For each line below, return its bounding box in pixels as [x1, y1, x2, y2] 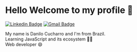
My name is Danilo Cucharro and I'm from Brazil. [5, 30, 106, 36]
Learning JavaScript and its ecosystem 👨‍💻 [5, 36, 93, 42]
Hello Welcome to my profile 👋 [5, 4, 133, 16]
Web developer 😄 [5, 41, 43, 47]
